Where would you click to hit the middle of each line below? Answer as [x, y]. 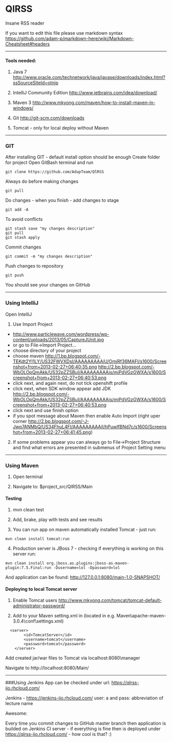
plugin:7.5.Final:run [28, 568]
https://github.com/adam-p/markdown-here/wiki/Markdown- [70, 38]
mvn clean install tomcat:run [38, 539]
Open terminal [28, 477]
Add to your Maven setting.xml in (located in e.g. [64, 616]
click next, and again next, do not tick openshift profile [70, 383]
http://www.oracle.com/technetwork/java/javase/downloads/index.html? [89, 77]
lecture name [19, 704]
